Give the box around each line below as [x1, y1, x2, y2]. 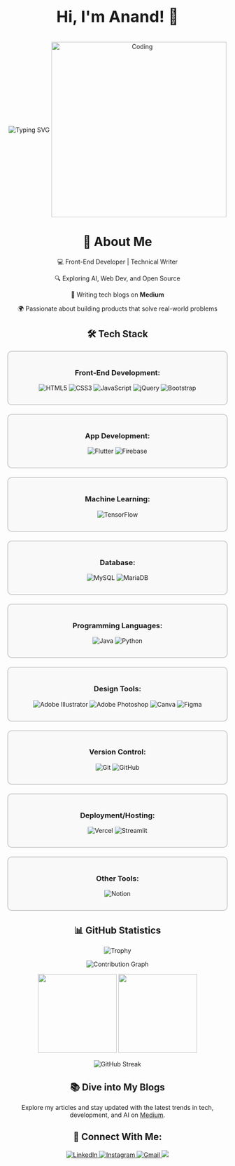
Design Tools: [93, 684, 142, 694]
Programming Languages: [72, 621, 163, 630]
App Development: [85, 431, 150, 440]
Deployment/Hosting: [80, 811, 155, 820]
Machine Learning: [85, 494, 150, 504]
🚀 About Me [83, 234, 152, 250]
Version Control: [89, 747, 146, 757]
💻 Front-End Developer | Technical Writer [57, 257, 178, 266]
